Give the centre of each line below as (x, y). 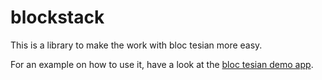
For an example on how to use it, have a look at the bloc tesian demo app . (162, 64)
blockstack (57, 17)
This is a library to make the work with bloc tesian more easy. (136, 45)
